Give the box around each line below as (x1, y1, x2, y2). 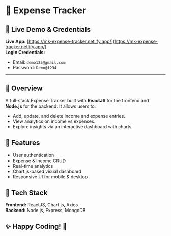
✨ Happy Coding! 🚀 (5, 222, 67, 231)
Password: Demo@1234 (12, 65, 57, 70)
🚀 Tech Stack (5, 189, 48, 197)
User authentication (12, 152, 54, 158)
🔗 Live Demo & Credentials (5, 25, 91, 34)
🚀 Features (5, 139, 40, 147)
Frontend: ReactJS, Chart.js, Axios (5, 202, 78, 208)
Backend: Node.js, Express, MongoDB (5, 207, 86, 214)
